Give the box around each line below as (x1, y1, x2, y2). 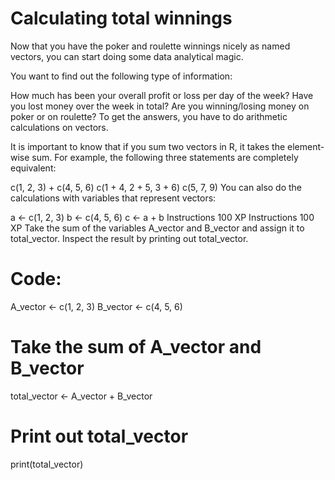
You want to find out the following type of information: (10, 70, 233, 82)
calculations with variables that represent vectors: (10, 192, 217, 204)
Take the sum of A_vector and (10, 336, 262, 359)
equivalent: (10, 162, 57, 174)
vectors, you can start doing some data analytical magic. (10, 50, 244, 62)
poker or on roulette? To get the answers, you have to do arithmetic (10, 110, 288, 122)
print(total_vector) (10, 458, 84, 470)
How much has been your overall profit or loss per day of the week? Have (10, 89, 314, 101)
